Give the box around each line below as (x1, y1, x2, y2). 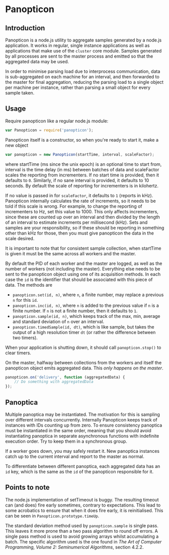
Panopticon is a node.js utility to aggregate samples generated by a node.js (5, 37, 162, 43)
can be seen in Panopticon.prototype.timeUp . (5, 513, 99, 519)
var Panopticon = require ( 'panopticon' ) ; (5, 127, 94, 132)
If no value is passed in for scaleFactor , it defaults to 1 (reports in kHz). (5, 192, 153, 198)
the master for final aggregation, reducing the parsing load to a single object (5, 79, 164, 85)
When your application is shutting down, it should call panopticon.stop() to (5, 344, 161, 350)
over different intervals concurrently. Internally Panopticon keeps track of (5, 417, 157, 423)
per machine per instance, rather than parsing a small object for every (5, 84, 151, 90)
